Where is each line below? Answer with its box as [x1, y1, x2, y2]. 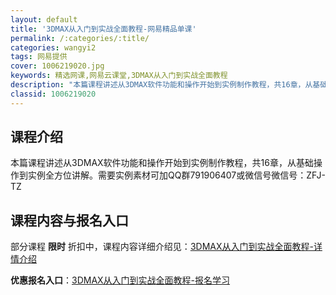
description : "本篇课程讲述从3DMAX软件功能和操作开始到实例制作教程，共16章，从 [10, 80, 313, 90]
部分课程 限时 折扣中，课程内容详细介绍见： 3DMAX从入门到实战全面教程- [10, 241, 314, 253]
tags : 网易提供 [10, 52, 68, 62]
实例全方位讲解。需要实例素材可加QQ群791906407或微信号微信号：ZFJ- [27, 169, 326, 181]
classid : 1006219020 [10, 89, 97, 99]
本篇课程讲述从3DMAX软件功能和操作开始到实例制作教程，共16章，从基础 [10, 157, 314, 169]
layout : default [10, 14, 78, 25]
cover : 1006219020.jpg [10, 61, 105, 71]
